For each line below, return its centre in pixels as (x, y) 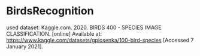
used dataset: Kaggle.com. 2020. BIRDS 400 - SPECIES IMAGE (84, 27)
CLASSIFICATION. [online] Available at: (54, 33)
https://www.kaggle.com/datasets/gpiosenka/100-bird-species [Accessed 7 (100, 40)
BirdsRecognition (50, 11)
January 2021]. (25, 46)
